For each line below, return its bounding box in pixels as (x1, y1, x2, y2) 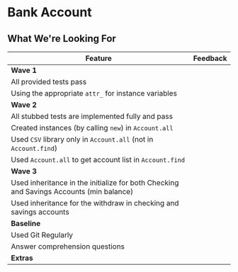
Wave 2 (11, 100, 38, 110)
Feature (85, 54, 112, 63)
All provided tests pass (11, 77, 87, 86)
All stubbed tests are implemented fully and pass (11, 111, 174, 121)
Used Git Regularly (11, 230, 73, 239)
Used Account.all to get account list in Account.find (11, 155, 186, 164)
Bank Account (7, 4, 92, 21)
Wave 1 (11, 65, 38, 75)
